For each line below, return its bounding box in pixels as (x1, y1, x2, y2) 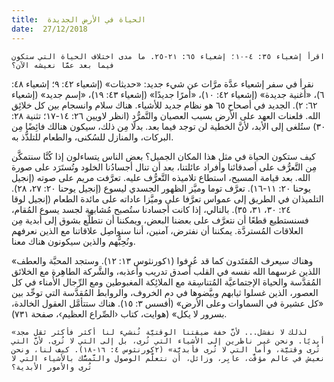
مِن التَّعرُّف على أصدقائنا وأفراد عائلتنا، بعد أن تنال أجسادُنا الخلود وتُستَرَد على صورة (11, 161, 318, 173)
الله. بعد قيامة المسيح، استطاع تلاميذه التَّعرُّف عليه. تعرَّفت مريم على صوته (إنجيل (11, 171, 311, 183)
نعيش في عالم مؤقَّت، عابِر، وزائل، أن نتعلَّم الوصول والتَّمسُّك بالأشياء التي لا (11, 353, 326, 363)
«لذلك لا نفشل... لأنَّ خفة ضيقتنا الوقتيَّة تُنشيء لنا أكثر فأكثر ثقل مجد (11, 327, 308, 337)
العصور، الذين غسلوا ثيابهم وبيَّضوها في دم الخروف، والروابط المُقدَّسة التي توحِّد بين (11, 286, 319, 298)
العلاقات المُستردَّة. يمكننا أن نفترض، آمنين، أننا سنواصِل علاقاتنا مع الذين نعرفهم (11, 224, 304, 236)
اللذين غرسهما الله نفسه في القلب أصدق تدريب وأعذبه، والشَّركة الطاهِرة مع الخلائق (11, 265, 321, 277)
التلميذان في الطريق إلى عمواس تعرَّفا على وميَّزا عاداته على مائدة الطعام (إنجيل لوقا (11, 192, 324, 205)
